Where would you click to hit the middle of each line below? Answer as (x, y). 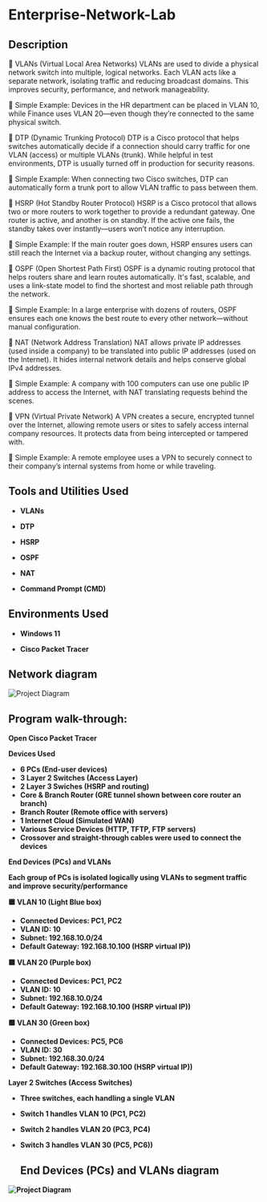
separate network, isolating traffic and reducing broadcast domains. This (129, 81)
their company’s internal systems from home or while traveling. (112, 466)
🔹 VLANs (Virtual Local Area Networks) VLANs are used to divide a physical (133, 64)
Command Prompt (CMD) (63, 588)
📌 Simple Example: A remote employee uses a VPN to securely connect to (130, 457)
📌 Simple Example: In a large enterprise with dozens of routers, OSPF (123, 310)
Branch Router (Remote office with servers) (94, 812)
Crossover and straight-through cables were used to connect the (131, 838)
